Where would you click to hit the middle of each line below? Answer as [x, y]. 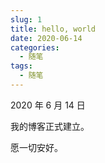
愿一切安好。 [36, 147]
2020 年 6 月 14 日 [48, 105]
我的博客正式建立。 [50, 126]
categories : [35, 47]
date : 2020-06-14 [46, 38]
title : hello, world [53, 29]
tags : [21, 66]
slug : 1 [26, 19]
